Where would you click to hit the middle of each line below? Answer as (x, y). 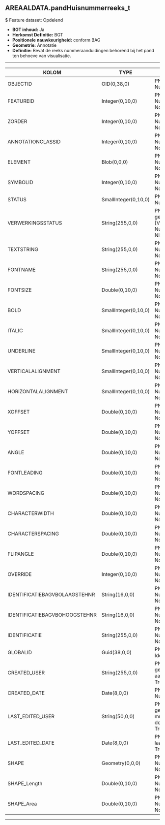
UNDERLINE (22, 350)
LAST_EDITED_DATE (31, 743)
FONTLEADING (25, 473)
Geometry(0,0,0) (121, 763)
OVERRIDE (20, 574)
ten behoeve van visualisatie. (41, 56)
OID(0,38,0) (115, 84)
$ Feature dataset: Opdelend (34, 20)
